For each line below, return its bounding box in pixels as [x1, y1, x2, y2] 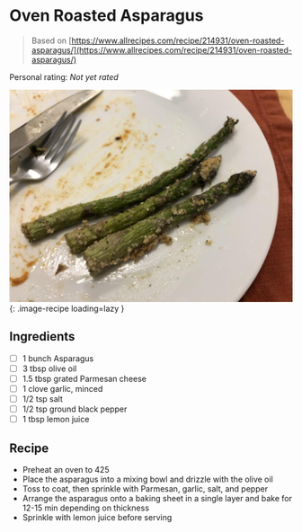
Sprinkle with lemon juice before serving [22, 512, 173, 522]
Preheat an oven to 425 [22, 465, 110, 474]
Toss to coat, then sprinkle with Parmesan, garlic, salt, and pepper [22, 483, 268, 494]
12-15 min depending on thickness [22, 502, 150, 513]
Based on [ [31, 35, 72, 46]
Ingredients [9, 329, 75, 344]
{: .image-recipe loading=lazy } [9, 303, 125, 314]
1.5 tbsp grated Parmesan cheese [22, 373, 147, 384]
